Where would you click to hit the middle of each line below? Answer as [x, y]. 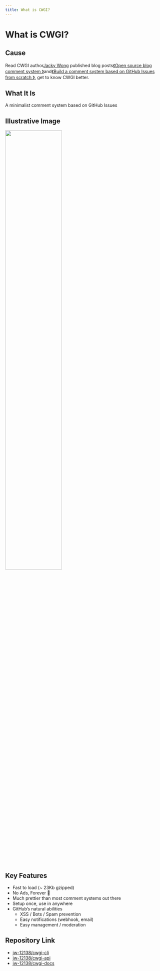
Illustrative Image [33, 121]
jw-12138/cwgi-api [31, 958]
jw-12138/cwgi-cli [30, 952]
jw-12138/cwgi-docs [33, 963]
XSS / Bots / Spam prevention [50, 914]
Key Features [26, 876]
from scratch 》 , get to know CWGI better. [47, 77]
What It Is [20, 93]
